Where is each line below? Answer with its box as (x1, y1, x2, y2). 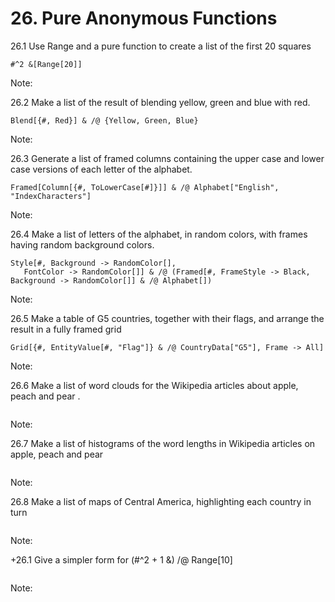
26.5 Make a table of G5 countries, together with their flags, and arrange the (10, 312, 325, 324)
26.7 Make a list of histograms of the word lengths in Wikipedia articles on (10, 437, 316, 449)
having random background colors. (10, 238, 155, 251)
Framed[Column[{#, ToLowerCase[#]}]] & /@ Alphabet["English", (10, 182, 280, 192)
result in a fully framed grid (10, 323, 122, 335)
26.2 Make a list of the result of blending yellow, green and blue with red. (10, 96, 311, 108)
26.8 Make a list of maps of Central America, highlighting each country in (10, 495, 312, 507)
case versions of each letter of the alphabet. (10, 163, 193, 175)
